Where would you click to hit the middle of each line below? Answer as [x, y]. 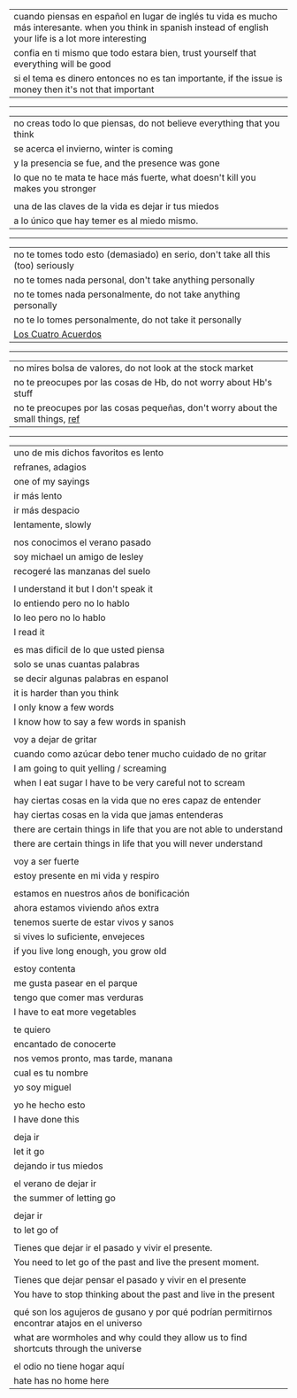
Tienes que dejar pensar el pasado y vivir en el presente [130, 1280]
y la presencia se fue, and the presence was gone [117, 163]
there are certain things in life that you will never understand [138, 843]
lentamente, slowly [53, 524]
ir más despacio [47, 510]
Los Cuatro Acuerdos [57, 334]
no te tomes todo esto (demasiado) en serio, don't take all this [142, 254]
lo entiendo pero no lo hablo [72, 603]
